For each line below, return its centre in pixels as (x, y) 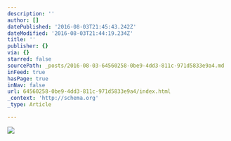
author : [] (23, 20)
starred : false (29, 59)
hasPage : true (28, 79)
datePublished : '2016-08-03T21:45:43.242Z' (72, 27)
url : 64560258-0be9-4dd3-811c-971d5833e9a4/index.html (89, 91)
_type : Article (29, 105)
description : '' (31, 14)
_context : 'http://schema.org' (53, 98)
